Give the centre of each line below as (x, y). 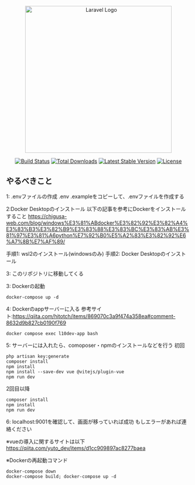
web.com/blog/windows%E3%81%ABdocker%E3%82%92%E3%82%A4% (97, 223)
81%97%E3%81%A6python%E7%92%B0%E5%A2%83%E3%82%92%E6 (96, 235)
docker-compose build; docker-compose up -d (61, 476)
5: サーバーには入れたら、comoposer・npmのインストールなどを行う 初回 (95, 345)
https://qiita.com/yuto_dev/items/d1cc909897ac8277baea (76, 448)
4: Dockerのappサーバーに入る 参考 (49, 309)
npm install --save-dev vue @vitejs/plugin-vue (65, 372)
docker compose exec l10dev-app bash (52, 333)
